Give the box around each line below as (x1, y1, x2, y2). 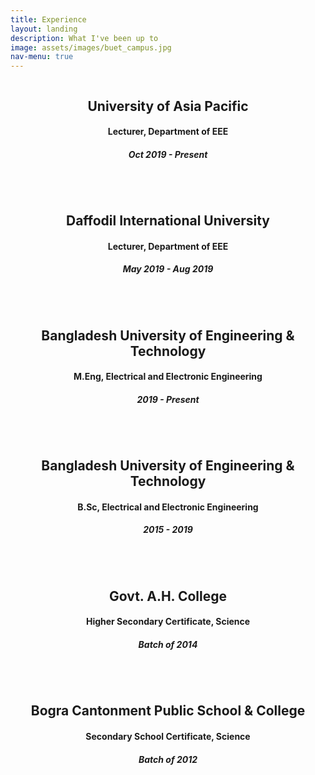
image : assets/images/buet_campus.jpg (10, 42, 172, 53)
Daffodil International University (65, 212, 270, 230)
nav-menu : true (10, 52, 74, 62)
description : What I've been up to (10, 33, 159, 43)
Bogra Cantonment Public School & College (30, 702, 306, 720)
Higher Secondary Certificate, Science (85, 616, 251, 628)
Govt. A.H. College (108, 587, 228, 605)
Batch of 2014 (138, 639, 198, 651)
